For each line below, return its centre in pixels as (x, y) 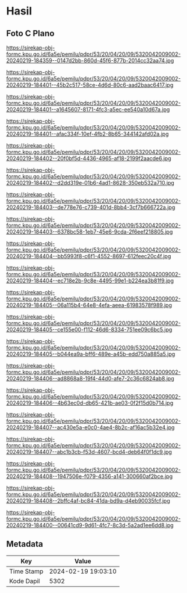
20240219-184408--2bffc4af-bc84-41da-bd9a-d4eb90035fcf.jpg (88, 501)
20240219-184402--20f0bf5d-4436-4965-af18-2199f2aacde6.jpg (89, 158)
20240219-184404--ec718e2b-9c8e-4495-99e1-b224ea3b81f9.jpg (90, 281)
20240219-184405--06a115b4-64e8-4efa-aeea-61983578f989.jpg (89, 305)
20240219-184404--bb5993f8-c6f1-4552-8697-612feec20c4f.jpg (89, 256)
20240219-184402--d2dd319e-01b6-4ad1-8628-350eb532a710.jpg (90, 183)
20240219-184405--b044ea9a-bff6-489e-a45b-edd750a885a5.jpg (91, 354)
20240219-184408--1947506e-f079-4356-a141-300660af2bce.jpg (90, 476)
